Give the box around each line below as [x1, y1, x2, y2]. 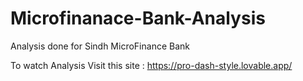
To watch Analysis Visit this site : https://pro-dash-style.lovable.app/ [10, 59, 293, 71]
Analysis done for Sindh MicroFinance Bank [10, 40, 190, 52]
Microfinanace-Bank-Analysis [10, 7, 266, 30]
